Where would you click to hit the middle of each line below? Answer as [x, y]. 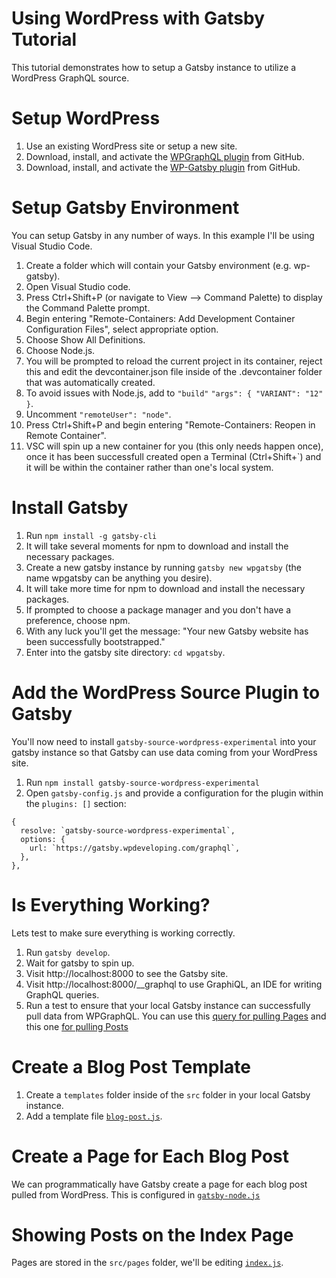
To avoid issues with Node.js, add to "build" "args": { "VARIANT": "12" [174, 393]
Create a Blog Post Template [131, 1066]
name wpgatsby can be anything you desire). [119, 578]
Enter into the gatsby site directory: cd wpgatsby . [125, 652]
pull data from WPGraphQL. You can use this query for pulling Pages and [176, 1016]
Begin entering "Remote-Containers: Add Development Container [160, 318]
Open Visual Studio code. [78, 286]
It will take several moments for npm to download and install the [157, 546]
